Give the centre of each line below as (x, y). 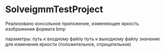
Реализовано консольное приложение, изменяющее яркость (72, 23)
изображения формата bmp (35, 29)
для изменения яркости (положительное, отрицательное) (68, 44)
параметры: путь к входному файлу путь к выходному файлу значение (83, 39)
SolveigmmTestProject (54, 9)
